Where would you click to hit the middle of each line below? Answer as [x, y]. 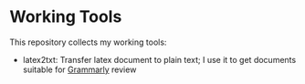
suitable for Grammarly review [79, 69]
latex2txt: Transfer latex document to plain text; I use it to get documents [159, 59]
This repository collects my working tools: [88, 42]
